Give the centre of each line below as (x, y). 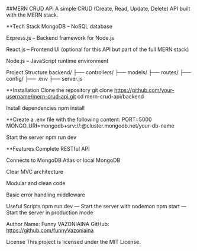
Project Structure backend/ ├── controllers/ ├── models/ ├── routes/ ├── (98, 72)
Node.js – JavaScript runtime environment (57, 61)
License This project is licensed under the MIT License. (73, 242)
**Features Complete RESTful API (48, 149)
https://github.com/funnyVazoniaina (50, 230)
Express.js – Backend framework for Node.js (60, 38)
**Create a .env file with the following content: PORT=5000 (79, 119)
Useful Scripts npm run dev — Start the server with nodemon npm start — (96, 206)
